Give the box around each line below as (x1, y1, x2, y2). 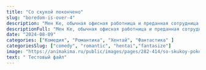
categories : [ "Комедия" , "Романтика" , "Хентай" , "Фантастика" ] (6, 37, 174, 43)
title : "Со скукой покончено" (6, 9, 84, 15)
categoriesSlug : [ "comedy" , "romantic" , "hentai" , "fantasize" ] (6, 43, 172, 49)
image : (6, 49, 23, 55)
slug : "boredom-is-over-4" (6, 15, 75, 21)
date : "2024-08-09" (6, 32, 56, 38)
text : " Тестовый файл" (6, 54, 67, 60)
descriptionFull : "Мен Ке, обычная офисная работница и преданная (6, 26, 180, 32)
